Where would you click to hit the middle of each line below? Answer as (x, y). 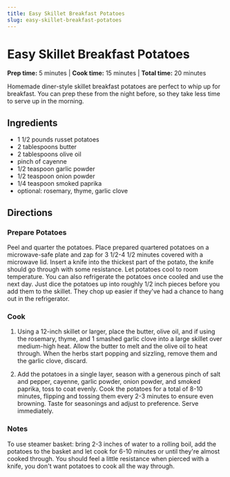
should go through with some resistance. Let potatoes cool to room (103, 269)
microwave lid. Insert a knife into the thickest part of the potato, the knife (111, 262)
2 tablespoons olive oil (49, 154)
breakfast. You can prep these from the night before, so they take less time (114, 94)
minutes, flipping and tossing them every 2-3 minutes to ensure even (115, 396)
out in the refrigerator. (39, 298)
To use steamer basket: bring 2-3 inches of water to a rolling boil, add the (112, 444)
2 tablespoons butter (47, 147)
